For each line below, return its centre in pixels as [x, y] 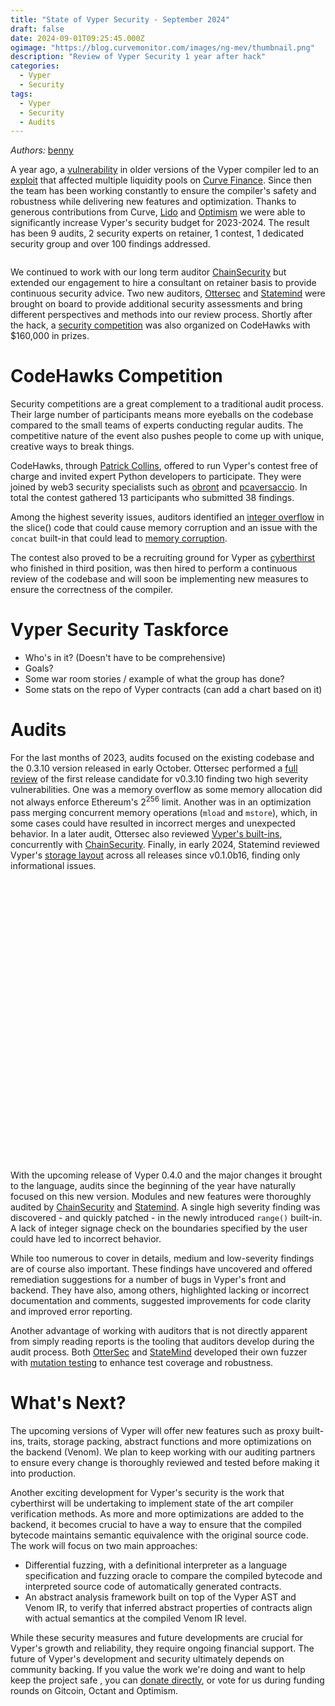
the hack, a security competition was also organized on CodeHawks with [160, 325]
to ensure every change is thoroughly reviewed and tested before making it [165, 1462]
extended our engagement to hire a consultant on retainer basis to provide [163, 283]
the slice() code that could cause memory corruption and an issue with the [164, 528]
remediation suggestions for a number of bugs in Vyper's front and [148, 1279]
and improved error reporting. [71, 1311]
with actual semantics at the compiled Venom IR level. [135, 1618]
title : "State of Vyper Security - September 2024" [120, 19]
